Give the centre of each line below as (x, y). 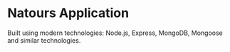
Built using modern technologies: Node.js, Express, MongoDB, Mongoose (115, 33)
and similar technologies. (44, 40)
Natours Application (68, 13)
